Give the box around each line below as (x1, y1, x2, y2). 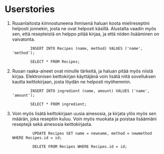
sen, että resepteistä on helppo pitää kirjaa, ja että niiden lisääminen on (12, 31, 159, 37)
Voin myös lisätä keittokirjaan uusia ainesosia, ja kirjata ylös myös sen (12, 110, 156, 116)
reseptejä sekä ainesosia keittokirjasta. (12, 121, 93, 127)
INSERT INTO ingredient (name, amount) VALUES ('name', (30, 88, 150, 94)
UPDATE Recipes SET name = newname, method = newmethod (32, 131, 152, 136)
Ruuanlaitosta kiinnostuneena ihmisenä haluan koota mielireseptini (12, 20, 150, 26)
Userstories (5, 4, 55, 15)
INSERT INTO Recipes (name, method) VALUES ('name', (30, 46, 143, 51)
